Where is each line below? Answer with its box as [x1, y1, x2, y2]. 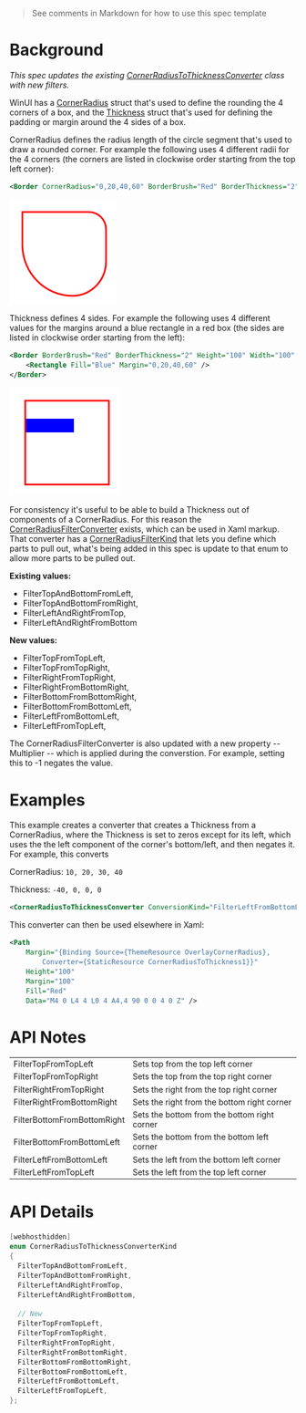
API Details [9, 1201, 94, 1221]
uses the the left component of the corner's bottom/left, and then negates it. [9, 839, 296, 850]
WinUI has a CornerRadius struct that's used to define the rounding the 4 [9, 97, 284, 108]
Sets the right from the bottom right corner [132, 1096, 292, 1107]
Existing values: [9, 570, 71, 582]
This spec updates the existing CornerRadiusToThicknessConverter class [9, 69, 285, 80]
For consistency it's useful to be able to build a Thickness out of [9, 504, 250, 515]
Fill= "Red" [25, 986, 67, 995]
